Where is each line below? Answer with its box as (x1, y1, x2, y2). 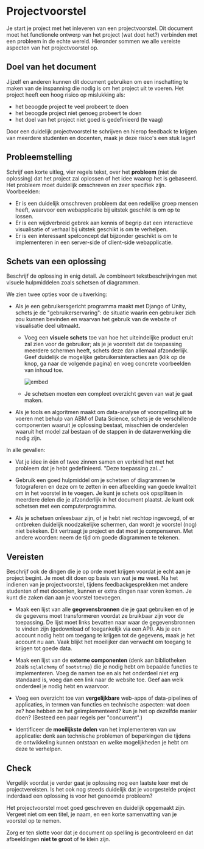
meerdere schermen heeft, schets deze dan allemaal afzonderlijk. (24, 347, 189, 354)
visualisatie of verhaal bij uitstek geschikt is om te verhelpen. (15, 225, 168, 233)
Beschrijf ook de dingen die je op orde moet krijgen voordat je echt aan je (6, 568, 191, 576)
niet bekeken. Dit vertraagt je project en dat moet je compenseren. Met (15, 527, 193, 535)
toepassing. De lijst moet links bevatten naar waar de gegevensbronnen (15, 619, 195, 626)
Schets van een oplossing (6, 256, 107, 267)
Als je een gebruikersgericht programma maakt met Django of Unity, (15, 303, 187, 310)
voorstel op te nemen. (6, 817, 62, 824)
